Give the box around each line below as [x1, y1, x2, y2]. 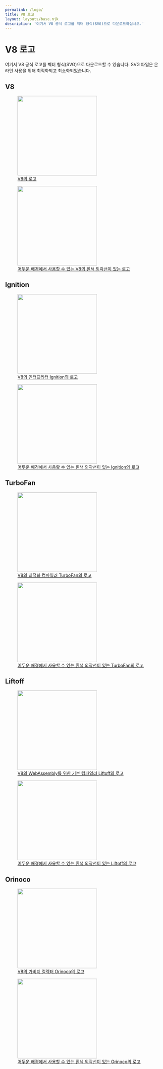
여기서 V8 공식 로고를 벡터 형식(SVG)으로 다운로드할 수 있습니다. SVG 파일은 [5, 62, 153, 68]
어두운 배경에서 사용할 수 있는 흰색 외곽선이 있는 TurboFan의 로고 [17, 662, 144, 668]
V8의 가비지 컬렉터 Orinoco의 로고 [17, 969, 85, 975]
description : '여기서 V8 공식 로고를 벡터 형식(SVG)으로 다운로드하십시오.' [5, 21, 145, 26]
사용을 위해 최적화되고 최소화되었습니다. [14, 68, 92, 74]
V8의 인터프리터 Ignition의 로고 [17, 374, 78, 380]
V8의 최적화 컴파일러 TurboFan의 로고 [17, 572, 92, 578]
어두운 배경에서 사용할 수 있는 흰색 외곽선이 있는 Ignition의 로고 [17, 464, 140, 470]
